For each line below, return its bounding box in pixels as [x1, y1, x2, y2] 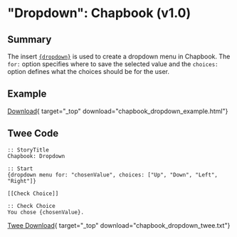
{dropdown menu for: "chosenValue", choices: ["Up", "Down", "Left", [7, 171, 218, 179]
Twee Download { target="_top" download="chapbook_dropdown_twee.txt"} [7, 221, 231, 229]
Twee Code [7, 127, 59, 139]
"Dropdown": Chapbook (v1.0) [7, 5, 191, 21]
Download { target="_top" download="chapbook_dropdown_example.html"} [7, 107, 228, 115]
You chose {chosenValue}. [7, 209, 84, 216]
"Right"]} [7, 177, 37, 184]
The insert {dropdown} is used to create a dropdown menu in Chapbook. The [7, 52, 231, 60]
